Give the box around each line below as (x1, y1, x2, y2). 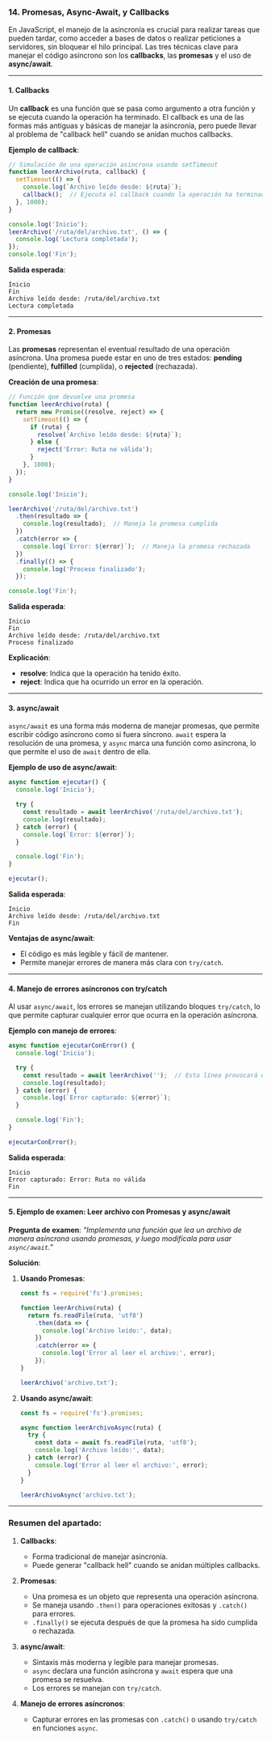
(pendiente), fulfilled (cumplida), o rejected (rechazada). (8, 362, 198, 371)
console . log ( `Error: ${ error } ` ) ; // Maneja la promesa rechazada (23, 542, 251, 550)
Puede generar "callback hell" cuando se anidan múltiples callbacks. (31, 1560, 261, 1569)
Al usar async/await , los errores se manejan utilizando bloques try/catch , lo (8, 1002, 261, 1011)
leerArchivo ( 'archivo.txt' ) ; (19, 1379, 119, 1387)
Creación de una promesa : (8, 377, 99, 387)
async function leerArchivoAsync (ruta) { (19, 1423, 162, 1432)
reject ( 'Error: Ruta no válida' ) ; (37, 446, 153, 454)
